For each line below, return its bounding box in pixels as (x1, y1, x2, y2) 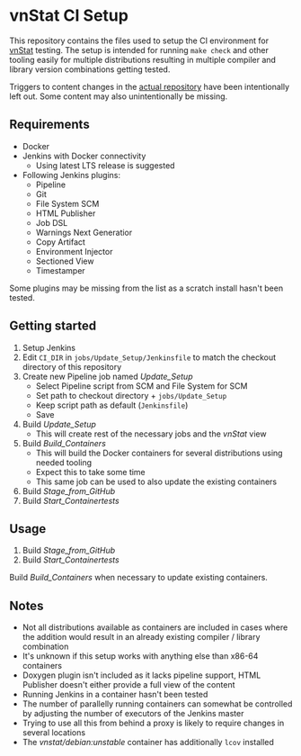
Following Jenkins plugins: (22, 169, 121, 180)
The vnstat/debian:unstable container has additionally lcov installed (22, 737, 274, 748)
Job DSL (35, 217, 68, 228)
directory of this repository (22, 361, 122, 372)
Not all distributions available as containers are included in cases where (22, 622, 288, 633)
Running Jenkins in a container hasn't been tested (22, 689, 208, 700)
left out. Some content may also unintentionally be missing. (9, 91, 228, 102)
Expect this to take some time (35, 466, 146, 477)
